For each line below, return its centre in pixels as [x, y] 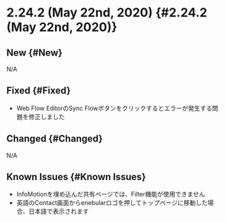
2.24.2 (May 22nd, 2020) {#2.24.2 [107, 13]
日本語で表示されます [59, 212]
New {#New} [35, 53]
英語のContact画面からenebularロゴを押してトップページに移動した [112, 203]
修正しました [47, 116]
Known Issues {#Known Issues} [76, 177]
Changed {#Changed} [55, 139]
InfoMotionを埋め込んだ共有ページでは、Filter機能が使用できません [111, 195]
